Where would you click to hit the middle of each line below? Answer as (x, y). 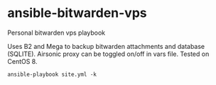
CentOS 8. (22, 61)
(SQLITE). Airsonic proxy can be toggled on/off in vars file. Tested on (108, 54)
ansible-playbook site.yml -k (52, 74)
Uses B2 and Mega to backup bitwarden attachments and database (106, 46)
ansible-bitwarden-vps (77, 13)
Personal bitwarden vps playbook (56, 33)
